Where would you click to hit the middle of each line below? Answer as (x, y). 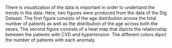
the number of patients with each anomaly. (51, 40)
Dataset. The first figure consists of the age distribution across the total (81, 18)
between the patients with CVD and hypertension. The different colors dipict (86, 34)
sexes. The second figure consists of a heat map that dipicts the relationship (86, 29)
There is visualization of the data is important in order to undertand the (80, 7)
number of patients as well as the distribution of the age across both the (82, 23)
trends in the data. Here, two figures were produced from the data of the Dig (86, 13)
